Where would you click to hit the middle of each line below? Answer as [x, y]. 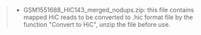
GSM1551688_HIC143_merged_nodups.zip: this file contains [108, 10]
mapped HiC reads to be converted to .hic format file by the [108, 17]
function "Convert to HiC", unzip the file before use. [97, 24]
